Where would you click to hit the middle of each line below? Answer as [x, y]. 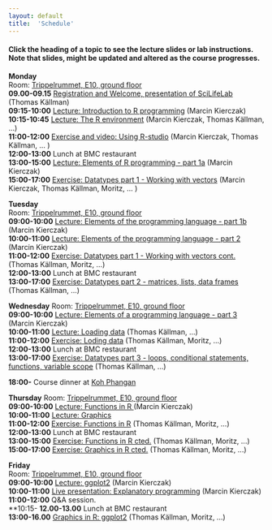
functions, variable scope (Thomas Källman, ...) [87, 366]
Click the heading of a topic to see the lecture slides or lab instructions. [131, 50]
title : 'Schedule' [41, 24]
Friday [19, 465]
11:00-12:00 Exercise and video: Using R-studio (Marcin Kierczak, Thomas [134, 136]
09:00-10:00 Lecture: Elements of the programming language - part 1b [128, 221]
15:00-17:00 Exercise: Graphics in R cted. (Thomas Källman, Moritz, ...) [127, 449]
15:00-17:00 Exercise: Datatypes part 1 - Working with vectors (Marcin [127, 179]
